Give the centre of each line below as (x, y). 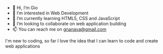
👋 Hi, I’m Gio (25, 8)
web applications (23, 46)
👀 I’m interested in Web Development (50, 13)
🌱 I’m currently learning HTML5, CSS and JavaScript (66, 18)
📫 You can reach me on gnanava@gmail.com (59, 29)
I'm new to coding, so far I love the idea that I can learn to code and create (82, 41)
